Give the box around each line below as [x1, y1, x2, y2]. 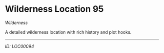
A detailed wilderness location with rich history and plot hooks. [5, 29, 132, 35]
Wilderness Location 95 [5, 3, 104, 15]
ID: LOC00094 [5, 43, 34, 49]
